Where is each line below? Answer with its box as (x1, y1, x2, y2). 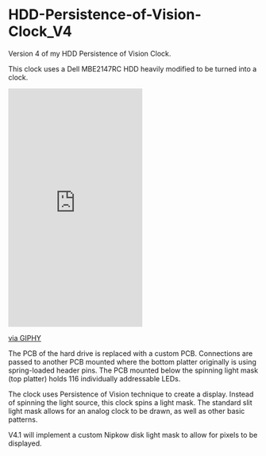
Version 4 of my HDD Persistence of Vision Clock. (8, 48, 172, 58)
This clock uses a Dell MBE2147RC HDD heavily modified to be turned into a (8, 64, 257, 73)
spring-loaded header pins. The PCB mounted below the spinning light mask (8, 365, 259, 375)
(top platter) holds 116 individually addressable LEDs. (8, 373, 181, 383)
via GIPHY (8, 333, 42, 342)
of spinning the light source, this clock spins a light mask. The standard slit (8, 397, 253, 407)
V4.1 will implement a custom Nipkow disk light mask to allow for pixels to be (8, 430, 258, 439)
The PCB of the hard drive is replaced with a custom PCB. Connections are (8, 348, 253, 358)
